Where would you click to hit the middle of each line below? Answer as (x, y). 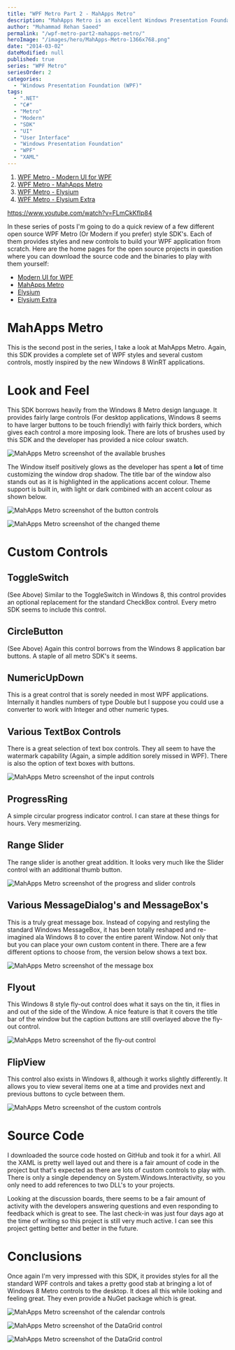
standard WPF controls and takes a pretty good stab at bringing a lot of (110, 1283)
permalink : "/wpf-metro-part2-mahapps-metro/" (76, 33)
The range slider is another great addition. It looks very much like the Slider (115, 862)
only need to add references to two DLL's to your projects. (91, 1185)
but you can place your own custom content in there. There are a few (107, 944)
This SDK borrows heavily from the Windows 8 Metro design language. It (112, 410)
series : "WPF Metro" (37, 66)
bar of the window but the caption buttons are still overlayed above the (109, 1019)
